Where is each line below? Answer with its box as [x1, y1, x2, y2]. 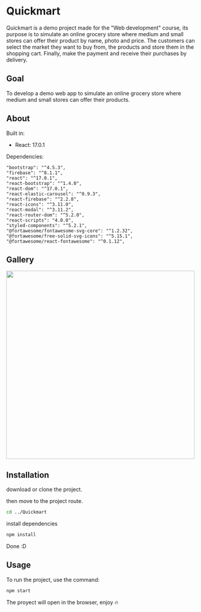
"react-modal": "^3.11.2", [6, 207, 74, 213]
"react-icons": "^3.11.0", [6, 201, 74, 207]
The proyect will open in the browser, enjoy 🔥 [6, 598, 119, 606]
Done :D [6, 542, 27, 549]
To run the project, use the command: [6, 576, 100, 583]
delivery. [6, 56, 28, 63]
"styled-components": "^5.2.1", [6, 222, 87, 228]
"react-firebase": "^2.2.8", [6, 196, 79, 202]
